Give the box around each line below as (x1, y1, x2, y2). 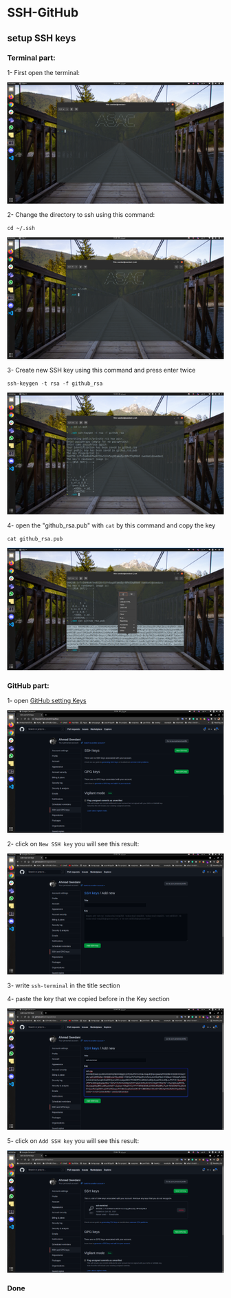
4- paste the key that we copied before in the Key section (7, 995, 170, 1003)
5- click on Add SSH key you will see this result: (7, 1137, 140, 1145)
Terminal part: (7, 53, 56, 63)
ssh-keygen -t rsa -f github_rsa (7, 380, 103, 387)
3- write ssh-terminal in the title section (7, 981, 120, 990)
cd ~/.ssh (7, 225, 36, 232)
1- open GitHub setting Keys (7, 697, 87, 705)
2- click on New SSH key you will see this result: (7, 839, 140, 848)
